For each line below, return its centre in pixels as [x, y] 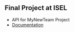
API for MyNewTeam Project [41, 19]
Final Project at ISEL [36, 8]
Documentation [28, 25]
